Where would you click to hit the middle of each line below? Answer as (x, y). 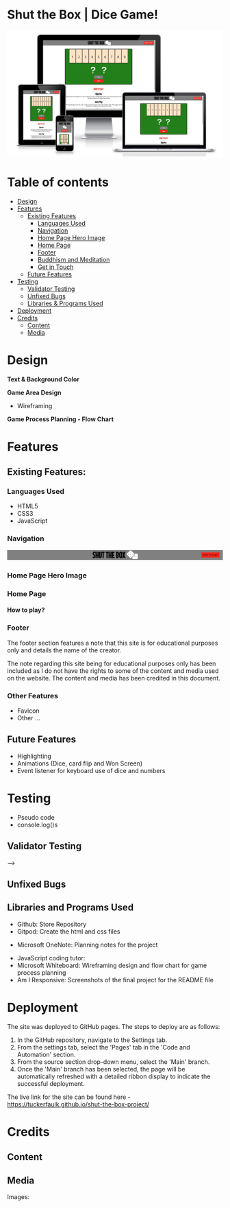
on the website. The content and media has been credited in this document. (114, 678)
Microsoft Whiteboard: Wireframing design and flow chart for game (112, 965)
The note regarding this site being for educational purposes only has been (112, 663)
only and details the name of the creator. (64, 650)
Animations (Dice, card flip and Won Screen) (80, 763)
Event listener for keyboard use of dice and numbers (91, 770)
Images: (18, 1197)
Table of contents (58, 182)
